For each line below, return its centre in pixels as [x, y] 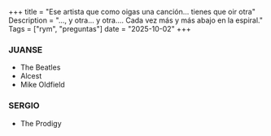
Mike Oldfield [42, 85]
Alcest [31, 76]
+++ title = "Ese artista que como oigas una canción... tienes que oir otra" [132, 12]
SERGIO [24, 106]
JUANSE [26, 49]
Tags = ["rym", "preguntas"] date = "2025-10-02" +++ [100, 29]
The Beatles [40, 67]
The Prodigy [41, 123]
